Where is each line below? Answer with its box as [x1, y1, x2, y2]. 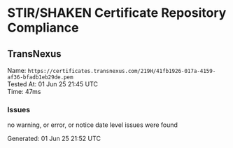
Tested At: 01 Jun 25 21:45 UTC [7, 80, 99, 88]
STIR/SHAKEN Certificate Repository [7, 5, 227, 21]
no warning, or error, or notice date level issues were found [7, 121, 178, 129]
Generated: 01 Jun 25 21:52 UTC [7, 135, 101, 143]
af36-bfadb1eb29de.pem [7, 74, 73, 81]
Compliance [7, 20, 79, 36]
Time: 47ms [7, 88, 41, 95]
